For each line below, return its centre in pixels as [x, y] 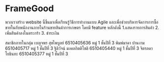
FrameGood [29, 9]
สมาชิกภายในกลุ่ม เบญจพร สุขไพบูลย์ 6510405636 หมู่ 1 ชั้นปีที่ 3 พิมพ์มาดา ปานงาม [75, 42]
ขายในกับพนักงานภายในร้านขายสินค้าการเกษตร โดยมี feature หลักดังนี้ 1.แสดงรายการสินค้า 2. [82, 27]
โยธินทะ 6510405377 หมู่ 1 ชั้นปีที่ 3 [37, 54]
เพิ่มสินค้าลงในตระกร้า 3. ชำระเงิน [32, 33]
